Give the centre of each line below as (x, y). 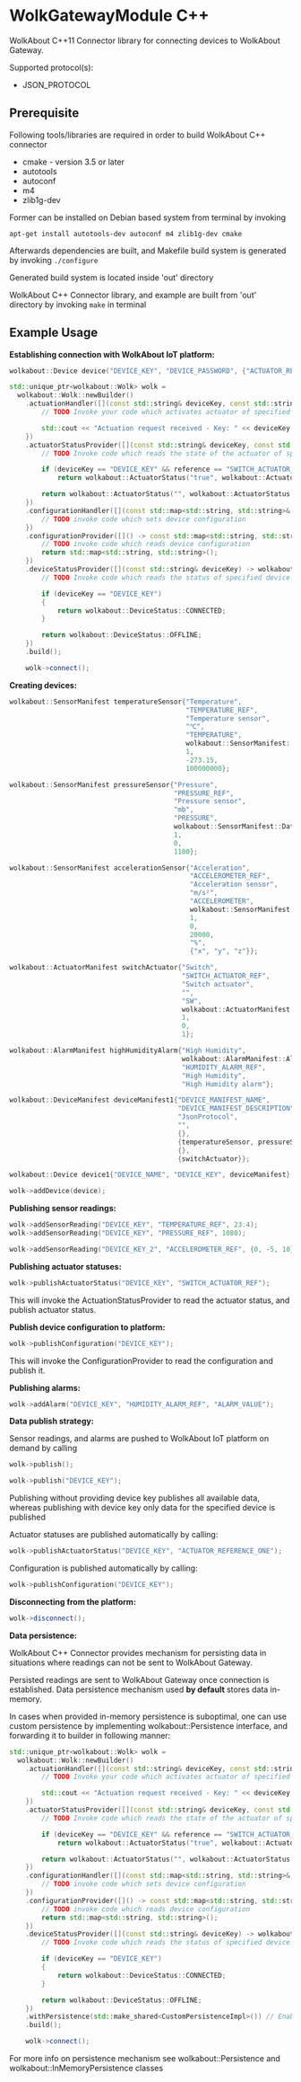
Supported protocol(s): (52, 67)
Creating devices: (43, 685)
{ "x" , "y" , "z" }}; (224, 952)
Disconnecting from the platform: (73, 1601)
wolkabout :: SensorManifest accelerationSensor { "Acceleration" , (130, 868)
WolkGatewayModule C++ (109, 16)
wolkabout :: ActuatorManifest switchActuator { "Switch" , (114, 968)
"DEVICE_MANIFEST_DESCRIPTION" (236, 1109)
